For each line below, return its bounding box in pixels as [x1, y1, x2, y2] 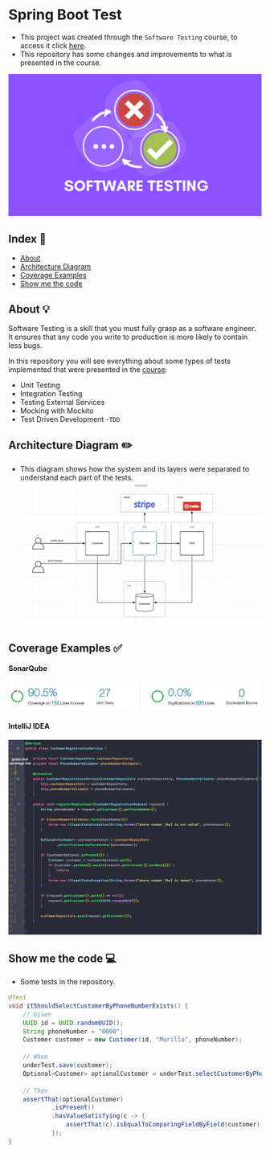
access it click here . [19, 40, 87, 50]
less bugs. [8, 341, 43, 350]
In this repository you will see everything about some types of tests [8, 356, 231, 366]
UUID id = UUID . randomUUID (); [22, 1019, 125, 1027]
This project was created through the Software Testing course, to [19, 32, 238, 42]
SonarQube [8, 664, 48, 673]
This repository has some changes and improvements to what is [19, 49, 232, 59]
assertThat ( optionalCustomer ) [22, 1095, 125, 1103]
